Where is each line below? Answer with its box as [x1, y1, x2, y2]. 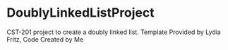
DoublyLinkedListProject [6, 5, 155, 21]
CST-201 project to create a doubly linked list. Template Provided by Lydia [6, 28, 222, 36]
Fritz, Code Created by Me [6, 35, 84, 43]
